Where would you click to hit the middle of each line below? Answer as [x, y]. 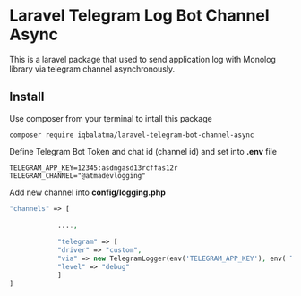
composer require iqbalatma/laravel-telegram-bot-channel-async [132, 135]
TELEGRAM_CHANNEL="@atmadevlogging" [77, 175]
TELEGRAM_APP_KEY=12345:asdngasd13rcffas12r [94, 168]
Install [27, 97]
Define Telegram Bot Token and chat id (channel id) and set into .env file [143, 151]
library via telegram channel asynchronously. [92, 69]
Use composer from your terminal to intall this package [111, 118]
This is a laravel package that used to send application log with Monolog [142, 59]
